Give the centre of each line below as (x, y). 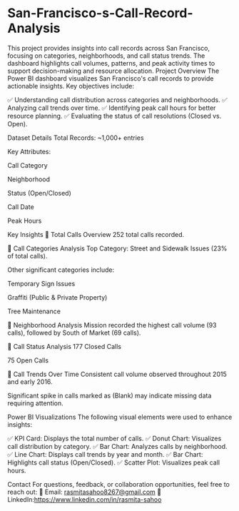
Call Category (27, 165)
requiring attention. (36, 403)
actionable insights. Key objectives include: (71, 86)
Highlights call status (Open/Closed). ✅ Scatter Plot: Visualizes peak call (113, 462)
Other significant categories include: (61, 270)
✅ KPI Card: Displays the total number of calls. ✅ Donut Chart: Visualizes (115, 438)
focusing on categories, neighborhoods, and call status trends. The (106, 56)
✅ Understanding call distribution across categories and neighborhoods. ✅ (117, 100)
